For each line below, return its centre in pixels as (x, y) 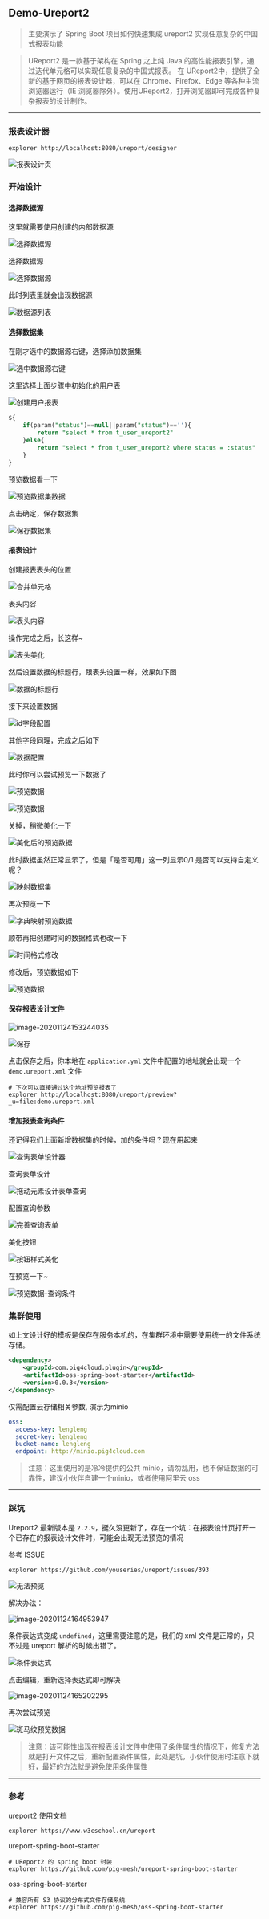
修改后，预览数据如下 (43, 972)
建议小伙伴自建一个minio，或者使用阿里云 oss (124, 1478)
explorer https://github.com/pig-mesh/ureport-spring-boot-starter (123, 1869)
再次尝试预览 (29, 1712)
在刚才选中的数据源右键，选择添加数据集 (75, 352)
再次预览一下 (29, 903)
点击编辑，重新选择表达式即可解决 (64, 1679)
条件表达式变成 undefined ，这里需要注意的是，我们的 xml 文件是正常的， (128, 1635)
